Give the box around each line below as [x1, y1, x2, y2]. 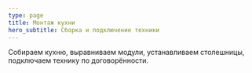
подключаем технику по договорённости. [8, 56, 149, 65]
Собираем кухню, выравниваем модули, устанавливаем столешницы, [8, 48, 245, 57]
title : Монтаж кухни [8, 19, 76, 27]
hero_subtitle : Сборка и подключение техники [8, 26, 159, 34]
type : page [8, 11, 44, 20]
